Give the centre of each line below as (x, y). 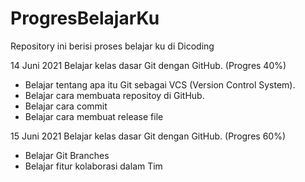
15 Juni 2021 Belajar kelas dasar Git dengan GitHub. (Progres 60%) (148, 136)
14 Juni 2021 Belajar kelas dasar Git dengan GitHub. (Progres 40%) (148, 65)
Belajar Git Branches (67, 155)
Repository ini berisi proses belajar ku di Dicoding (112, 46)
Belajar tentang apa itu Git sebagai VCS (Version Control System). (160, 84)
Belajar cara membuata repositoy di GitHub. (114, 95)
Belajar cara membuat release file (94, 116)
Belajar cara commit (66, 106)
